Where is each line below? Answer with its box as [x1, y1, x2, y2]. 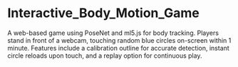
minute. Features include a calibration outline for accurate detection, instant [7, 43, 229, 52]
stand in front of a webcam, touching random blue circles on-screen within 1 [7, 36, 232, 44]
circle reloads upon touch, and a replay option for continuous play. [7, 51, 202, 60]
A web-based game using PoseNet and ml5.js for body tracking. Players [7, 29, 219, 37]
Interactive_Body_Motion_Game [7, 5, 200, 21]
